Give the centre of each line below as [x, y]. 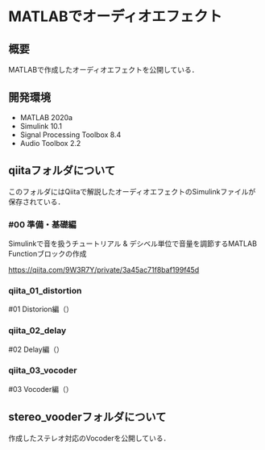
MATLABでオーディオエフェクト [116, 17]
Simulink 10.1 [41, 126]
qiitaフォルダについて [62, 171]
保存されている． [37, 202]
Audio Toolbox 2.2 [50, 143]
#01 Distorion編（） [41, 309]
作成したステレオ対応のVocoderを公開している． [89, 438]
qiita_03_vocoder [43, 370]
